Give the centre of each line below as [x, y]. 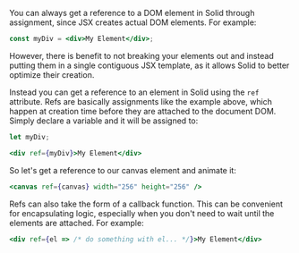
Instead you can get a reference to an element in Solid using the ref [134, 92]
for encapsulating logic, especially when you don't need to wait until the [142, 213]
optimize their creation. [52, 74]
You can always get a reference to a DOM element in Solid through [132, 13]
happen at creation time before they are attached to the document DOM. [143, 111]
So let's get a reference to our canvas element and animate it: [123, 170]
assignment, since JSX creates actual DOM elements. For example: [133, 22]
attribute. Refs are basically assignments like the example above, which [141, 101]
